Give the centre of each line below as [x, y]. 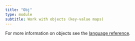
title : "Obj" [19, 10]
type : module [19, 14]
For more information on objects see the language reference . [68, 33]
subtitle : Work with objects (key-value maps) [54, 19]
